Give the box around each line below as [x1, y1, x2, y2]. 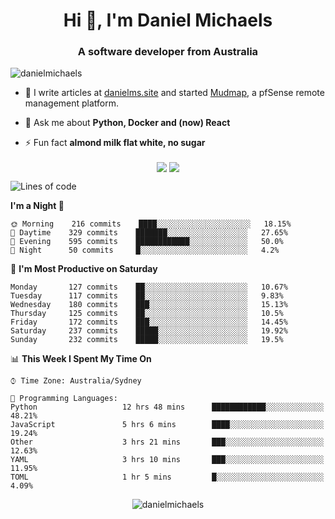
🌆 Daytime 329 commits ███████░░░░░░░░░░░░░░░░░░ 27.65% [10, 227, 288, 238]
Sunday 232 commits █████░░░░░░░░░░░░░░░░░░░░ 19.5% [10, 334, 284, 344]
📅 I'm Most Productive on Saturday [10, 262, 158, 274]
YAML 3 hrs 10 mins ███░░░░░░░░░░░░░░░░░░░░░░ [10, 454, 325, 464]
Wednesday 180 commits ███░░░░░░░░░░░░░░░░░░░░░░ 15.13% [10, 299, 288, 309]
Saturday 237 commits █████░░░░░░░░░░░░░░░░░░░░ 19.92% [10, 325, 288, 336]
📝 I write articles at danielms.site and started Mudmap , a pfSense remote [24, 87, 325, 99]
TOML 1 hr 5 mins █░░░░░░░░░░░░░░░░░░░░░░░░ [10, 472, 325, 482]
